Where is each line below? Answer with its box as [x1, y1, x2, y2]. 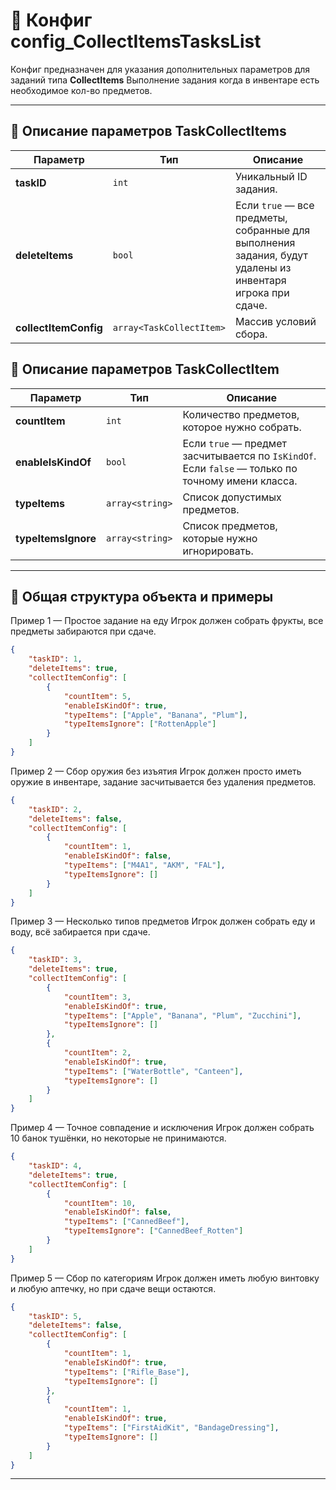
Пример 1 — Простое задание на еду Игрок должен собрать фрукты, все [10, 615, 324, 627]
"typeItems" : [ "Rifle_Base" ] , [63, 1367, 190, 1377]
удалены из [234, 260, 292, 274]
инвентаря [234, 273, 287, 287]
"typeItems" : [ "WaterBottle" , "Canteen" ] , [63, 1066, 244, 1076]
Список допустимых [182, 490, 282, 504]
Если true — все [234, 198, 315, 212]
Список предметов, [182, 519, 278, 533]
